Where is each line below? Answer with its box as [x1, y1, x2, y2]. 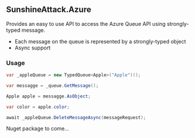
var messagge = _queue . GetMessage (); [6, 82, 99, 89]
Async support [14, 44, 51, 51]
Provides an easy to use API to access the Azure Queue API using [6, 20, 166, 27]
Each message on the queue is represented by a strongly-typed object [14, 38, 187, 45]
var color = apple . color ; [6, 104, 70, 110]
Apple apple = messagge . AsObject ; [6, 93, 91, 99]
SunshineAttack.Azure [6, 5, 91, 15]
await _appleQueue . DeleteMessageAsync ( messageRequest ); [6, 115, 146, 120]
